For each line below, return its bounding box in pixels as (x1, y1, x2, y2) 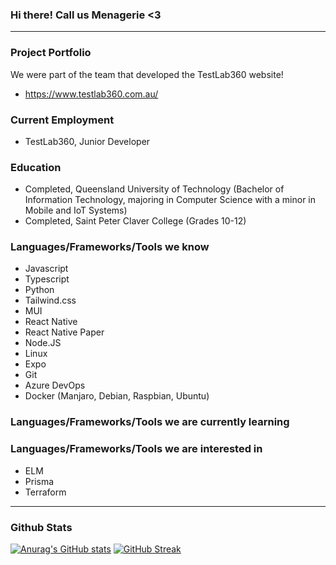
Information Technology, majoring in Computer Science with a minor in (24, 194, 317, 206)
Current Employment (10, 113, 115, 127)
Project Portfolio (10, 46, 92, 60)
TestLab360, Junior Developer (24, 135, 151, 147)
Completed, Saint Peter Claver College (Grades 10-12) (24, 215, 247, 227)
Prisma (24, 475, 55, 487)
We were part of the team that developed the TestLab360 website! (10, 68, 284, 80)
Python (24, 284, 55, 296)
